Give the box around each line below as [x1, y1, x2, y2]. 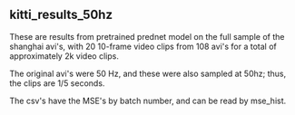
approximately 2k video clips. [9, 50, 120, 62]
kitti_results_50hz [9, 7, 113, 23]
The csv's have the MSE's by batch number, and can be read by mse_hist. [9, 95, 287, 106]
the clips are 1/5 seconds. [9, 77, 105, 89]
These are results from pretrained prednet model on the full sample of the [9, 31, 285, 42]
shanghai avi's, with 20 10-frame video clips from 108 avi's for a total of [9, 41, 277, 52]
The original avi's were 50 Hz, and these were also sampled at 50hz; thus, [9, 68, 287, 79]
